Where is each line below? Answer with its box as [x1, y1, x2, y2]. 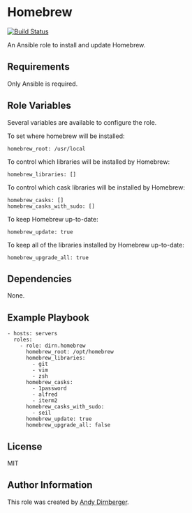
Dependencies [7, 273, 72, 284]
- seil [32, 409, 52, 417]
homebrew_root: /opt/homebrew [25, 349, 114, 355]
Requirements [7, 61, 70, 73]
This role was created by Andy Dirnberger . [7, 498, 129, 506]
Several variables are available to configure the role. [7, 118, 157, 126]
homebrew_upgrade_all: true [7, 254, 89, 261]
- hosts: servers [7, 330, 58, 337]
